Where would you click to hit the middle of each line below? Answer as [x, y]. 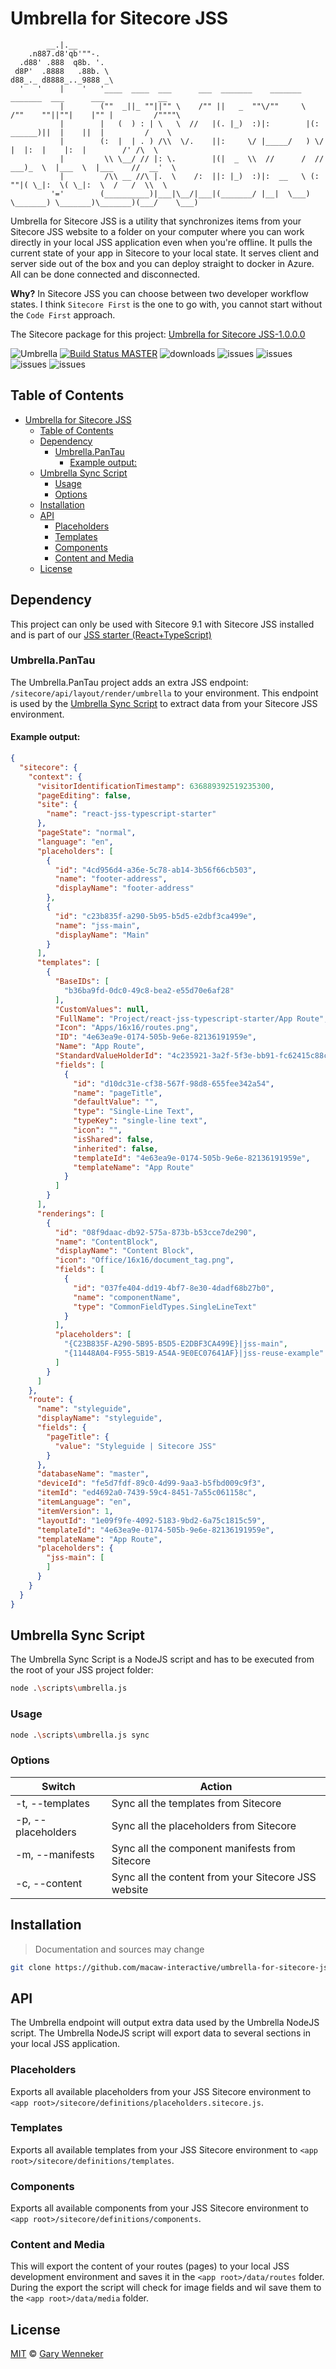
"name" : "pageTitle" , [118, 1093]
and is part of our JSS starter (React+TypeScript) [111, 634]
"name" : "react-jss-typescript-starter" [131, 814]
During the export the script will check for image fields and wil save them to [166, 2288]
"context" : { [55, 777]
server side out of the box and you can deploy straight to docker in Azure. [162, 263]
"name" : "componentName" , [127, 1297]
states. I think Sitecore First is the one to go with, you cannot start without [166, 304]
